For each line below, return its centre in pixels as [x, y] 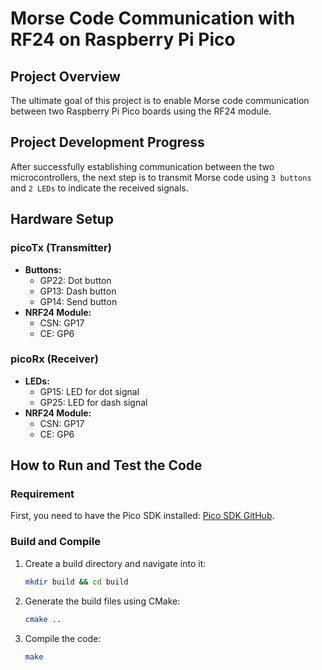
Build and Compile [55, 542]
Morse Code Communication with [153, 18]
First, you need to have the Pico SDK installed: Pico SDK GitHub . [142, 516]
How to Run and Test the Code [106, 465]
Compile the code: [63, 638]
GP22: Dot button [75, 280]
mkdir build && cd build [76, 582]
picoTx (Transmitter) [61, 248]
